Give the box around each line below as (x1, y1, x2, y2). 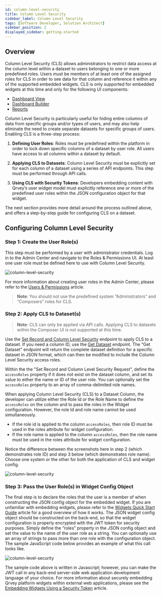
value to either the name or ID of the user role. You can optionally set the (5, 376, 150, 382)
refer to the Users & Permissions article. (5, 284, 85, 289)
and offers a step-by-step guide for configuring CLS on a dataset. (5, 210, 136, 216)
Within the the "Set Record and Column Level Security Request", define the (5, 366, 155, 372)
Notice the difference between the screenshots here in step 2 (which (5, 446, 142, 452)
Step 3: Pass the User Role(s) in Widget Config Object (5, 483, 134, 490)
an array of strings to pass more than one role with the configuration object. (5, 535, 156, 542)
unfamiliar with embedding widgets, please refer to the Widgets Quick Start (5, 505, 155, 511)
